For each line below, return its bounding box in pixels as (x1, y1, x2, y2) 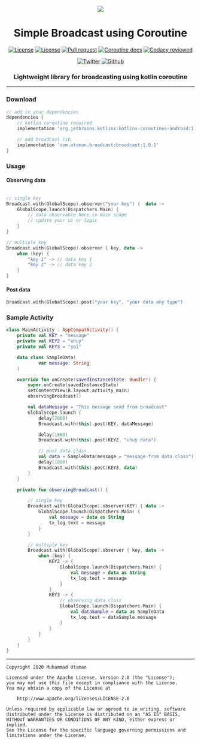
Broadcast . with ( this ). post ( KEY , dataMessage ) (38, 420, 154, 427)
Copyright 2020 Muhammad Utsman (6, 664, 87, 670)
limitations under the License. (6, 732, 87, 739)
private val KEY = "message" (17, 333, 90, 339)
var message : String (38, 360, 90, 366)
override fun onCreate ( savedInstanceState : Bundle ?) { (17, 377, 157, 383)
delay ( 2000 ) (38, 415, 68, 421)
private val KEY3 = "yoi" (17, 344, 82, 350)
